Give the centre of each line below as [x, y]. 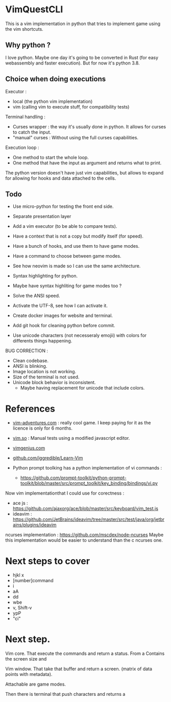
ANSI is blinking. [30, 366]
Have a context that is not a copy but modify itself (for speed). [78, 236]
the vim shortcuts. [24, 29]
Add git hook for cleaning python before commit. [64, 326]
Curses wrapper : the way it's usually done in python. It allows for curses [89, 126]
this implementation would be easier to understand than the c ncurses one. [84, 540]
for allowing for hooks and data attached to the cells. [61, 178]
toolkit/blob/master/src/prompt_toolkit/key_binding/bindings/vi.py [89, 483]
